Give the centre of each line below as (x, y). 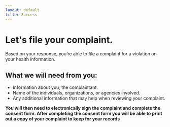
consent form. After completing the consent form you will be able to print (84, 114)
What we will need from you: (51, 75)
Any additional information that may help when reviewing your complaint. (89, 98)
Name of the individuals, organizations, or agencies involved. (76, 93)
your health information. (30, 59)
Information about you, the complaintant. (55, 87)
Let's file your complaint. (59, 40)
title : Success (21, 15)
